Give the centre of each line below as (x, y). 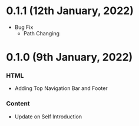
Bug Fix (24, 27)
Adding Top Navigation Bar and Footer (61, 88)
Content (18, 104)
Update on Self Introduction (48, 117)
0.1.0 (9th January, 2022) (69, 57)
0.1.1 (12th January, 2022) (70, 11)
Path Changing (42, 33)
